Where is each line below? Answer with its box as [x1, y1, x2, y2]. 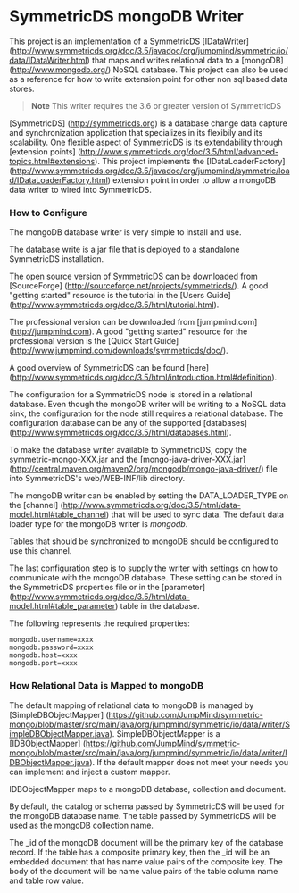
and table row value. [9, 875, 85, 886]
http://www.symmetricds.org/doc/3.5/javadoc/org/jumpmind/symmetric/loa [12, 165, 290, 176]
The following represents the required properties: [9, 618, 190, 629]
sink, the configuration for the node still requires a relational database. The [9, 408, 284, 419]
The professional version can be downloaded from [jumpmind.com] [9, 317, 258, 328]
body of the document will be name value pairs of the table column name [9, 865, 278, 876]
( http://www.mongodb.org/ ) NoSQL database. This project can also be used [9, 64, 288, 75]
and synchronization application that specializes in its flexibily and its [9, 127, 263, 138]
